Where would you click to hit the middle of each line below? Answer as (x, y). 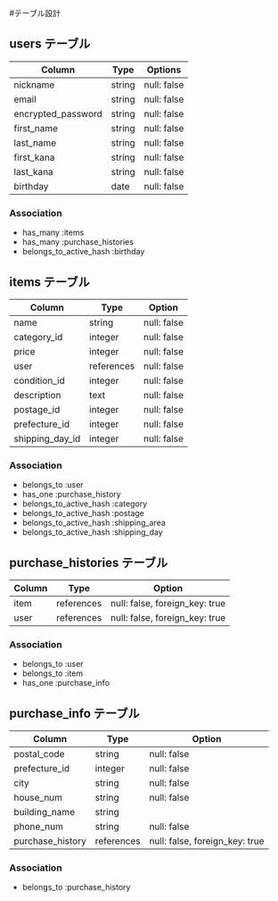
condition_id (39, 380)
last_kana (33, 171)
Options (164, 70)
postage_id (37, 409)
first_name (36, 128)
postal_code (39, 755)
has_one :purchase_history (72, 495)
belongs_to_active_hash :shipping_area (94, 523)
